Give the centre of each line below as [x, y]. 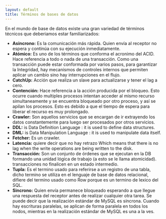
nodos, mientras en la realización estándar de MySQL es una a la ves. [83, 211]
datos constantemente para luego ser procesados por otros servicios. [83, 122]
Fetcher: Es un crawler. [36, 138]
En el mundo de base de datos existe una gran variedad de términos [75, 28]
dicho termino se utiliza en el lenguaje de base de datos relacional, [80, 175]
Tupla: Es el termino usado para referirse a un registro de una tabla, [82, 169]
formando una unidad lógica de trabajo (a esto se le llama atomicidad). [84, 159]
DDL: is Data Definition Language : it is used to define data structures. [83, 127]
